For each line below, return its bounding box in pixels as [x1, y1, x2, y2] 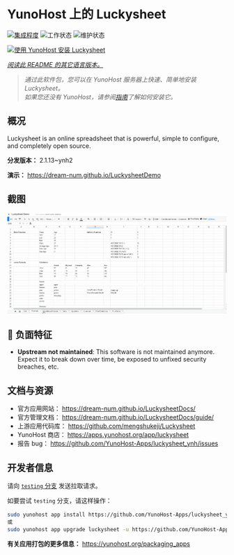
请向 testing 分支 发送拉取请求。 [7, 482, 102, 490]
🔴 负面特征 [7, 329, 52, 341]
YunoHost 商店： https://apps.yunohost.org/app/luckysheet [17, 431, 189, 439]
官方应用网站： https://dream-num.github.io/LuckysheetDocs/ [17, 404, 196, 413]
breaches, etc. [17, 362, 59, 371]
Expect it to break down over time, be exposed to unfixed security [17, 355, 207, 364]
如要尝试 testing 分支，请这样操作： [7, 496, 112, 505]
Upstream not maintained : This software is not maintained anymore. [17, 348, 215, 356]
